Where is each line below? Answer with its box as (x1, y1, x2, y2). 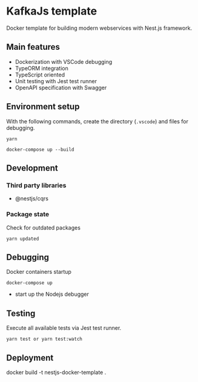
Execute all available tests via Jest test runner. (6, 324, 122, 332)
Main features (6, 42, 61, 52)
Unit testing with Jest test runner (15, 77, 97, 84)
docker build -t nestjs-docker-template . (6, 369, 107, 376)
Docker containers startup (6, 268, 71, 276)
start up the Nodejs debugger (15, 290, 90, 298)
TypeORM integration (15, 64, 68, 72)
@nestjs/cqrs (15, 195, 48, 202)
